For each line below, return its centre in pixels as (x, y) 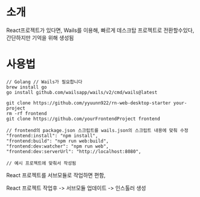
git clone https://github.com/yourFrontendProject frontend (83, 119)
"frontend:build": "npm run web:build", (58, 141)
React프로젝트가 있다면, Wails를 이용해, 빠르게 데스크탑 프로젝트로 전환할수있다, (100, 30)
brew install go (27, 87)
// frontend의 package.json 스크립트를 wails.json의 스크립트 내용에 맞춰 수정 (97, 130)
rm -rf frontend (27, 113)
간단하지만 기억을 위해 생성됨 (40, 37)
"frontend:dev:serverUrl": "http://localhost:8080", (74, 151)
